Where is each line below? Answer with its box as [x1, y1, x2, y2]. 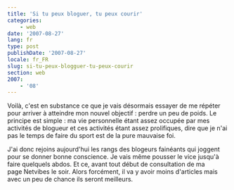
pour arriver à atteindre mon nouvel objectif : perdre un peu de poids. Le [7, 109, 217, 118]
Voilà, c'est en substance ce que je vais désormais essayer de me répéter [7, 101, 221, 110]
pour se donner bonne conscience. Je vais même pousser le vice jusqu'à [7, 153, 219, 161]
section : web [7, 69, 46, 76]
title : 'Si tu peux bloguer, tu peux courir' [7, 10, 143, 18]
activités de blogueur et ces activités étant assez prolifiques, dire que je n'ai [7, 124, 228, 132]
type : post [7, 43, 39, 50]
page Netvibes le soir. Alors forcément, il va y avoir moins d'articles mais [7, 167, 218, 176]
